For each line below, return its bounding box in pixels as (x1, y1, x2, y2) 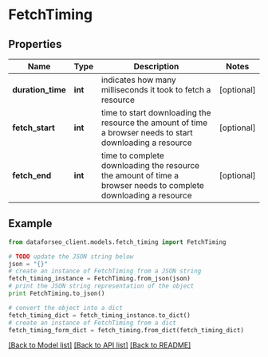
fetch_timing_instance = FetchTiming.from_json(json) (8, 275, 191, 283)
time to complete (100, 150, 165, 161)
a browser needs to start (100, 127, 193, 138)
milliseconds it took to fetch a (100, 84, 211, 95)
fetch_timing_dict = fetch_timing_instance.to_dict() (8, 311, 191, 320)
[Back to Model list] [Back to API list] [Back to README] (8, 340, 191, 350)
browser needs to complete (100, 180, 205, 190)
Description (133, 61, 179, 72)
